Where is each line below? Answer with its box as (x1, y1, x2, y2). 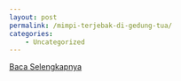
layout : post (9, 12, 58, 22)
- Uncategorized (25, 37, 86, 47)
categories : (9, 29, 53, 38)
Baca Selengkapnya (9, 62, 83, 72)
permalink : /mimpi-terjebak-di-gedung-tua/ (9, 21, 173, 30)
